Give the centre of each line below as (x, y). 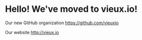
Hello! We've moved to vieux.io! (71, 9)
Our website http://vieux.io (32, 32)
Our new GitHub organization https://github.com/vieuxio (62, 23)
